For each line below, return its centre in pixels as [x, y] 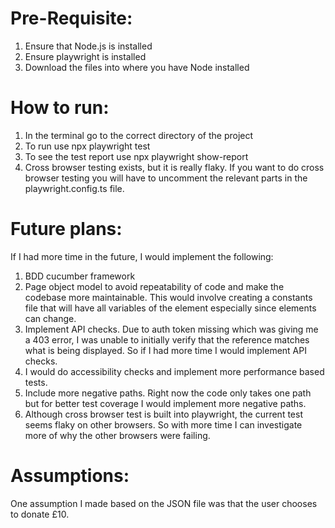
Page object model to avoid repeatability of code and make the [154, 286]
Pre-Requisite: [71, 18]
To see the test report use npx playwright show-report [136, 156]
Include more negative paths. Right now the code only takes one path [168, 393]
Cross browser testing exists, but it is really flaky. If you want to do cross [174, 167]
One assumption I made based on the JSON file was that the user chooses [164, 503]
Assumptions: [70, 476]
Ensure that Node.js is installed [88, 46]
